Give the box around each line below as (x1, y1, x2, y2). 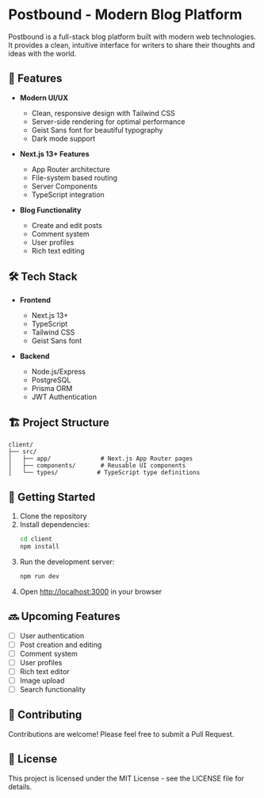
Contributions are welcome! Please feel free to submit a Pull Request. (8, 729, 235, 738)
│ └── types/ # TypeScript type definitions (8, 469, 201, 477)
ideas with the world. (8, 48, 77, 58)
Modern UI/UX (19, 93, 69, 103)
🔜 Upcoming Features (8, 610, 121, 623)
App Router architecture (31, 165, 110, 174)
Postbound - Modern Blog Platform (8, 6, 243, 24)
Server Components (31, 181, 98, 191)
